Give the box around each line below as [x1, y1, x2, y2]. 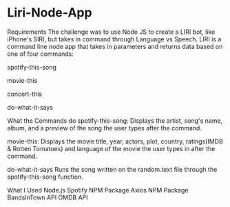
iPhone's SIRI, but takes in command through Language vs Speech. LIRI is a [7, 34, 222, 43]
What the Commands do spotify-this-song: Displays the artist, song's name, [7, 116, 223, 125]
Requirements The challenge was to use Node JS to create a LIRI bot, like [7, 28, 216, 36]
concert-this [7, 90, 43, 98]
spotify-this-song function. [7, 172, 84, 181]
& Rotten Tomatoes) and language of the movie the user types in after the [7, 144, 216, 152]
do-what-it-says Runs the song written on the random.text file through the [7, 165, 218, 173]
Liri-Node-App [7, 5, 92, 21]
